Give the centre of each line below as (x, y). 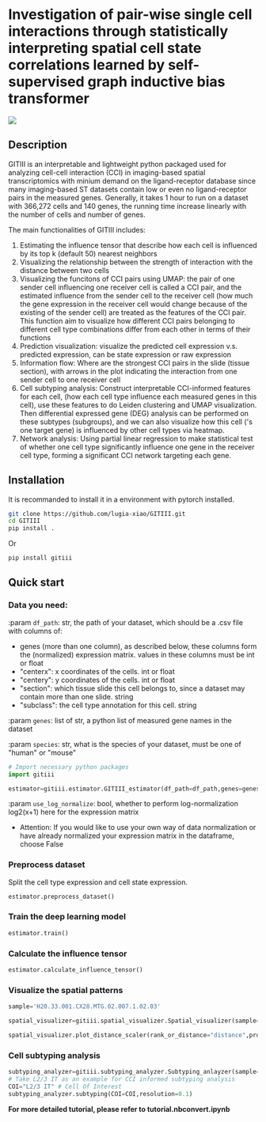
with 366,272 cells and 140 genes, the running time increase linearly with (127, 206)
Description (38, 145)
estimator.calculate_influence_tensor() (76, 970)
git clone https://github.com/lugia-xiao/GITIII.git (97, 514)
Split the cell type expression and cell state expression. (98, 882)
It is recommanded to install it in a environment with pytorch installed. (122, 499)
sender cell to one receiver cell (70, 379)
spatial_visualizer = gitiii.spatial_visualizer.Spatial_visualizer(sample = (134, 1021)
